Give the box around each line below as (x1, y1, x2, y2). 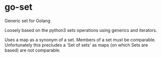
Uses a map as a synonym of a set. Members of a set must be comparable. (4, 36, 156, 43)
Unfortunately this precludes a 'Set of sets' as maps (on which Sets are (4, 42, 148, 48)
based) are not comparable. (4, 47, 61, 53)
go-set (4, 1, 33, 13)
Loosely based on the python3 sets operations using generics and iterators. (4, 27, 158, 33)
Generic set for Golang (4, 18, 51, 24)
